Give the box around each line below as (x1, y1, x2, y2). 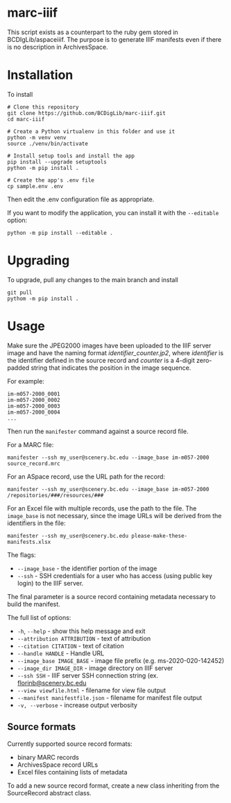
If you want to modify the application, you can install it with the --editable (7, 208, 219, 217)
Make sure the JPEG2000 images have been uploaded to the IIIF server (7, 341, 212, 350)
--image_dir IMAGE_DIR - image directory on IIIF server (17, 664, 173, 672)
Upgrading (7, 253, 70, 269)
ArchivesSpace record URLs (17, 761, 99, 769)
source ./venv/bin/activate (7, 140, 89, 147)
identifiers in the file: (7, 519, 66, 527)
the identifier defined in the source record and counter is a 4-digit (7, 356, 196, 364)
